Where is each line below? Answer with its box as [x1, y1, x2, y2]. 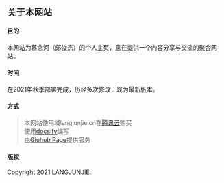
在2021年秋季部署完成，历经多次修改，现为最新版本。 [7, 85, 159, 94]
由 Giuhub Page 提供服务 [23, 136, 91, 143]
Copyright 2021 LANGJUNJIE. [7, 168, 92, 176]
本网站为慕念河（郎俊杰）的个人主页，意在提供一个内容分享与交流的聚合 [7, 43, 211, 51]
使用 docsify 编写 [23, 127, 70, 135]
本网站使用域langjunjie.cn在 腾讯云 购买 [23, 119, 132, 126]
